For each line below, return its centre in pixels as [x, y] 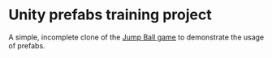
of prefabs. [27, 45]
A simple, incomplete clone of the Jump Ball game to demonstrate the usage [136, 37]
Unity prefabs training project [110, 15]
